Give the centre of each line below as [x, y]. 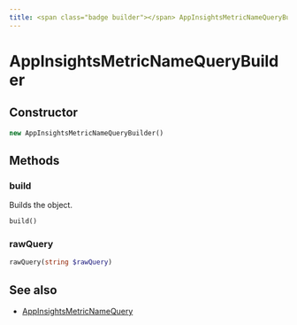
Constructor [43, 113]
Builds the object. [41, 205]
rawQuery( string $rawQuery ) [61, 262]
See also [33, 290]
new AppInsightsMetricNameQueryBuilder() [87, 133]
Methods [34, 160]
